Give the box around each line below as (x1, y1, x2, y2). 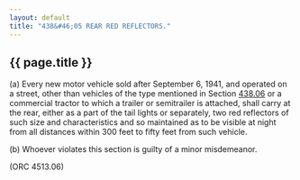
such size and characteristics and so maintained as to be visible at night (9, 117, 277, 128)
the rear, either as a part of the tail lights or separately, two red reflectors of (9, 107, 290, 118)
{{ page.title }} (9, 55, 93, 70)
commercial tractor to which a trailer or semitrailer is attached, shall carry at (9, 98, 291, 109)
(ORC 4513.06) (9, 161, 65, 172)
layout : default (9, 13, 70, 22)
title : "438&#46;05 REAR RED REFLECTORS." (9, 22, 171, 31)
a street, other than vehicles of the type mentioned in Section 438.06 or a (9, 88, 282, 99)
